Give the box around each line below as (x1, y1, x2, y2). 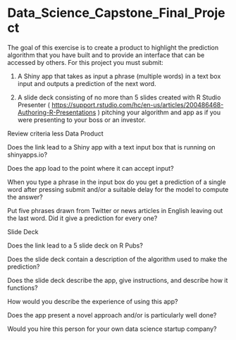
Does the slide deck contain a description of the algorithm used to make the (7, 255, 228, 263)
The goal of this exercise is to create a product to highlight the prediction (7, 43, 219, 51)
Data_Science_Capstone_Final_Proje (7, 5, 225, 21)
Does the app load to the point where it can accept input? (7, 164, 174, 172)
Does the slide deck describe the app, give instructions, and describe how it (7, 276, 228, 284)
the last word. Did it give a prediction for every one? (7, 214, 158, 222)
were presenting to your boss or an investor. (17, 115, 147, 124)
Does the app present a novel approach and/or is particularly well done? (7, 310, 217, 319)
